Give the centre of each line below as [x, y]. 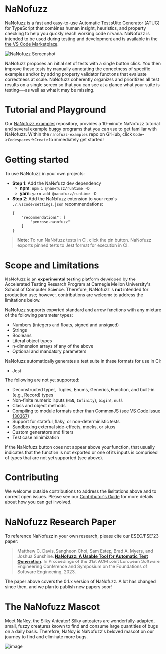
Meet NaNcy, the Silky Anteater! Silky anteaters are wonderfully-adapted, [80, 621]
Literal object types [32, 340]
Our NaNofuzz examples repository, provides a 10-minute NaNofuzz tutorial [83, 123]
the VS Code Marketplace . [32, 44]
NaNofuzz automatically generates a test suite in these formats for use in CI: [83, 361]
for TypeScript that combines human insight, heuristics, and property [76, 28]
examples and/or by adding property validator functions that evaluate [76, 74]
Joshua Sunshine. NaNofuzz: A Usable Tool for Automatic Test [83, 556]
